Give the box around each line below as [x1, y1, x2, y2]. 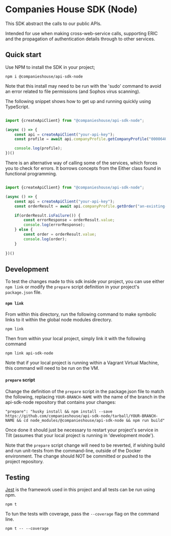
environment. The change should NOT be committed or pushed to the [5, 453, 152, 459]
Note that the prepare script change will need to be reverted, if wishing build [5, 442, 165, 448]
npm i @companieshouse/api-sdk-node [5, 74, 83, 79]
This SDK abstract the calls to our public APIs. [5, 20, 102, 27]
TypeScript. [5, 104, 30, 110]
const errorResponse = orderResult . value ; [23, 218, 115, 223]
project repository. [5, 458, 44, 465]
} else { [14, 227, 33, 233]
